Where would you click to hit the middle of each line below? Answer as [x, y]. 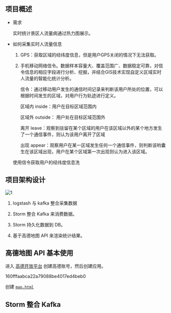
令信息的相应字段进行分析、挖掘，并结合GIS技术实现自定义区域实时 [91, 72]
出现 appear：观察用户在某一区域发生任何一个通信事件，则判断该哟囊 [93, 145]
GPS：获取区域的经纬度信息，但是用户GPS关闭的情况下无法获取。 [90, 54]
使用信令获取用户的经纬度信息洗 [46, 162]
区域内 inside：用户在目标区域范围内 [58, 106]
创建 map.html [20, 287]
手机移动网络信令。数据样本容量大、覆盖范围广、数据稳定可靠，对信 [92, 66]
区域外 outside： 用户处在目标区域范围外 [63, 117]
